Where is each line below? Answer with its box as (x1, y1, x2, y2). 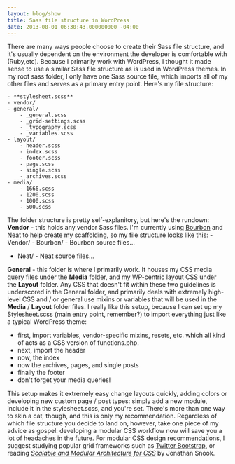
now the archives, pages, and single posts (17, 361, 139, 369)
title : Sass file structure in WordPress (7, 17, 130, 24)
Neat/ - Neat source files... (17, 252, 94, 260)
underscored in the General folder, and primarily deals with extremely (7, 288, 208, 296)
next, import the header (17, 346, 86, 355)
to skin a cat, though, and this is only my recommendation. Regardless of (7, 411, 218, 421)
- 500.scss (20, 204, 52, 211)
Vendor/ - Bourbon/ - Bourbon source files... (7, 238, 135, 247)
